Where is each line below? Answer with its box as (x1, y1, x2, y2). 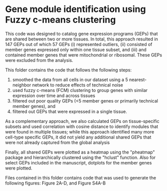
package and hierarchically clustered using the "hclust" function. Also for (5, 154, 156, 160)
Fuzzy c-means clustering (5, 14, 116, 25)
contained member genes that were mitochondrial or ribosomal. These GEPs (5, 51, 163, 58)
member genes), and (12, 103, 56, 109)
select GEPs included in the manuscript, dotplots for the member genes (5, 159, 152, 165)
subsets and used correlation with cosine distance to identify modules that (5, 123, 159, 129)
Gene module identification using (5, 3, 146, 15)
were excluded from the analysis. (5, 57, 73, 63)
